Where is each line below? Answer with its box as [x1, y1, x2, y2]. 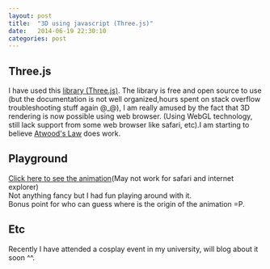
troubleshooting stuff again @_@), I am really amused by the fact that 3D [8, 103, 251, 113]
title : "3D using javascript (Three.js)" [8, 19, 154, 27]
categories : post [8, 34, 67, 43]
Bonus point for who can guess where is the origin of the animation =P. [8, 199, 245, 208]
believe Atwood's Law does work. [8, 128, 121, 138]
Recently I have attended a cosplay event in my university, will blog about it [8, 244, 259, 254]
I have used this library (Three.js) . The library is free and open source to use [8, 86, 262, 95]
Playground [8, 152, 68, 166]
